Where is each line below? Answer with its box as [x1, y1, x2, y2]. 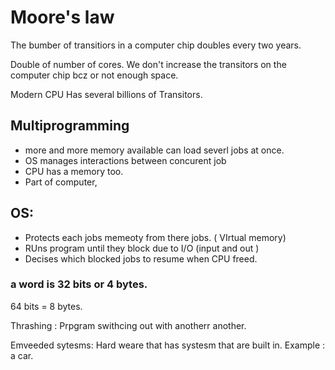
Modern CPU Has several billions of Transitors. [10, 88, 203, 100]
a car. [10, 349, 34, 361]
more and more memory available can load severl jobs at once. [24, 144, 285, 156]
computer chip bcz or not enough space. [10, 69, 179, 81]
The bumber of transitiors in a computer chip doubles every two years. [10, 39, 302, 51]
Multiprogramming [10, 117, 130, 135]
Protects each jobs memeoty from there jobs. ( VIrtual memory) [24, 231, 287, 243]
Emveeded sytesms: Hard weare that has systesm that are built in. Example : [10, 339, 326, 351]
